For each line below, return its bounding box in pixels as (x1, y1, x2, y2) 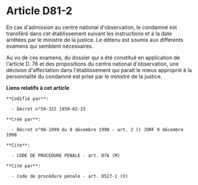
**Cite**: (6, 142, 31, 148)
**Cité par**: (6, 163, 41, 169)
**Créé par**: (6, 116, 41, 122)
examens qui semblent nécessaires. (6, 43, 93, 50)
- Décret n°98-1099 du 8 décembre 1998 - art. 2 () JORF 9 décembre (11, 126, 184, 132)
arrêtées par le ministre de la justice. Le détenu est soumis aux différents (6, 36, 183, 43)
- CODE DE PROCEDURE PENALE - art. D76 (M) (11, 152, 120, 158)
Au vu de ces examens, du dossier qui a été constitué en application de (6, 54, 180, 61)
